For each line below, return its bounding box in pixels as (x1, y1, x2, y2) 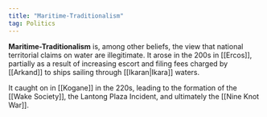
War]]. (8, 100, 30, 110)
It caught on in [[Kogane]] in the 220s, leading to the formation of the (8, 82, 237, 93)
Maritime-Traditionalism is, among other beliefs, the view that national (8, 41, 244, 51)
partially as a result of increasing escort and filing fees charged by (8, 58, 228, 69)
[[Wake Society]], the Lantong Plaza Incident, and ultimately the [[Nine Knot (8, 91, 260, 101)
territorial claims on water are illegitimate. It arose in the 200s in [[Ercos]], (8, 50, 253, 60)
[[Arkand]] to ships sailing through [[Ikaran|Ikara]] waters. (8, 67, 200, 77)
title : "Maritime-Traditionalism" (8, 11, 125, 20)
